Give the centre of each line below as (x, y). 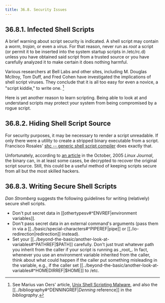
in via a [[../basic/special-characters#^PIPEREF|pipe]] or (69, 228)
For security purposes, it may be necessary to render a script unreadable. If (82, 135)
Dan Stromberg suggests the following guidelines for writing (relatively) (77, 198)
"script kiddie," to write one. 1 (35, 88)
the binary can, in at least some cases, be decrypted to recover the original (81, 161)
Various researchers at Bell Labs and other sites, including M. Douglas (76, 72)
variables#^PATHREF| (34, 244)
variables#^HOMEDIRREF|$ (40, 270)
